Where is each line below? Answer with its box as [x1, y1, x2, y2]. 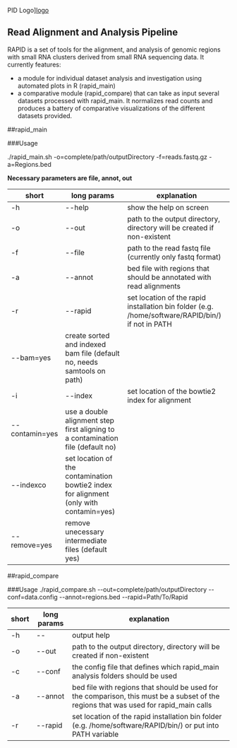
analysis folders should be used [71, 671, 178, 681]
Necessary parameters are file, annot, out [7, 173, 133, 182]
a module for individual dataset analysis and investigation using [17, 74, 202, 82]
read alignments [126, 281, 181, 291]
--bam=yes [11, 353, 51, 363]
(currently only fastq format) [126, 252, 221, 262]
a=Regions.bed [7, 160, 51, 168]
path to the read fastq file [126, 243, 211, 253]
